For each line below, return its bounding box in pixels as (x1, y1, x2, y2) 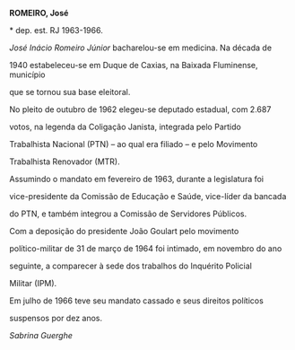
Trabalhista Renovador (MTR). (9, 156, 120, 167)
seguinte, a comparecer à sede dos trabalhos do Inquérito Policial (9, 260, 253, 271)
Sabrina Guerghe (9, 330, 74, 340)
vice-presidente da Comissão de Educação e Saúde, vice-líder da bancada (9, 191, 287, 201)
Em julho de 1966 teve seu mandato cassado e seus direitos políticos (9, 295, 265, 306)
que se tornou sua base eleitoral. (9, 87, 131, 97)
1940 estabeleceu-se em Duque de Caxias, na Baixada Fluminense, (9, 60, 258, 70)
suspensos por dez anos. (9, 313, 103, 323)
